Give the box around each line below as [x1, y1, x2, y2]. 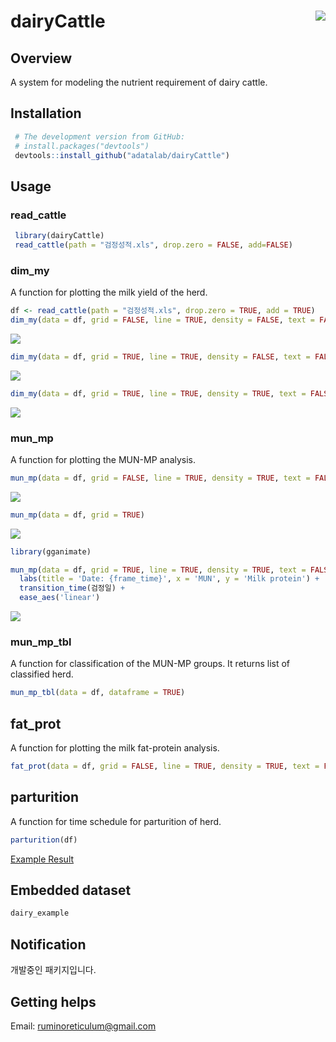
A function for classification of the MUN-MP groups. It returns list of [10, 658, 291, 670]
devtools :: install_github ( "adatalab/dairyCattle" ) [14, 150, 230, 160]
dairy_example [10, 908, 70, 919]
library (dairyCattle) [14, 231, 105, 241]
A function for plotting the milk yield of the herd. [10, 286, 208, 299]
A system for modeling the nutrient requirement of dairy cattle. [10, 76, 268, 88]
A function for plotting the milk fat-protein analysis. [10, 742, 220, 754]
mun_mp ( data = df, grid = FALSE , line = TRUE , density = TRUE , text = [10, 473, 311, 483]
